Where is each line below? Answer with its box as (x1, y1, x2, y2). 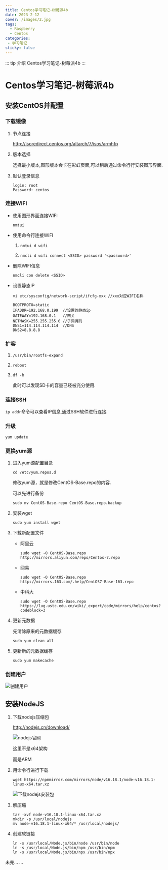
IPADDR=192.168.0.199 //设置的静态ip (12, 308, 91, 313)
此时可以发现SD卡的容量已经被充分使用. (12, 382, 96, 388)
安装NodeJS (5, 700, 45, 708)
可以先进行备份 (12, 490, 44, 496)
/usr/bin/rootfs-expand (12, 353, 63, 358)
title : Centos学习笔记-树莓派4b (5, 7, 68, 13)
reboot (12, 363, 27, 368)
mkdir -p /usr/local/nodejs (12, 817, 72, 822)
